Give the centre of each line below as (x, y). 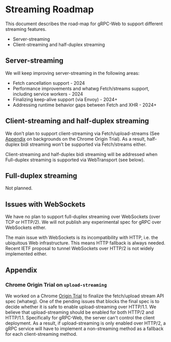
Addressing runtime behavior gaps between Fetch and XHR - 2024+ (85, 105)
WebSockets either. (26, 227)
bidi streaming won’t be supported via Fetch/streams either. (84, 144)
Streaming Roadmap (50, 9)
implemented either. (26, 254)
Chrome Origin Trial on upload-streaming (56, 284)
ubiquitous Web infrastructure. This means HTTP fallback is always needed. (85, 243)
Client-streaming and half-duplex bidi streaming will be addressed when (81, 154)
